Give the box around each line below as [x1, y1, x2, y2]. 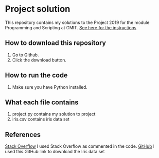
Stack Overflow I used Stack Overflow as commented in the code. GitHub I [5, 143, 155, 149]
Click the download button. [12, 57, 67, 63]
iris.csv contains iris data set [12, 116, 70, 122]
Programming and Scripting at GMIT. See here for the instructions [5, 24, 137, 30]
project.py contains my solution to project [12, 111, 96, 117]
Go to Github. [12, 52, 39, 58]
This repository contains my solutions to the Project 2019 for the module [5, 20, 150, 25]
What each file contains [5, 98, 79, 106]
